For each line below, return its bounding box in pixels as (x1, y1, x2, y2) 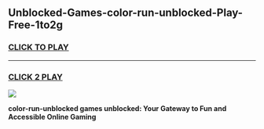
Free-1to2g (8, 19, 64, 32)
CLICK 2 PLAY (8, 71, 63, 82)
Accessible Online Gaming (8, 112, 97, 121)
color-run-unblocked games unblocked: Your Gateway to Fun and (8, 103, 227, 113)
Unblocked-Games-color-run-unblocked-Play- (8, 6, 244, 20)
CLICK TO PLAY (8, 42, 69, 53)
